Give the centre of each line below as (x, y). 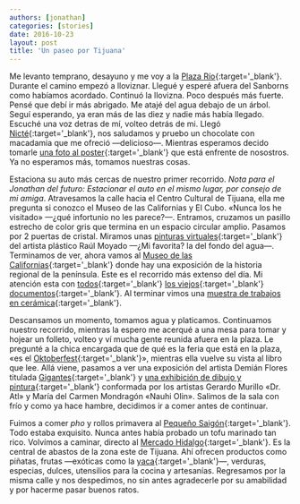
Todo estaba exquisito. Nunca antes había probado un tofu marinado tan (143, 433)
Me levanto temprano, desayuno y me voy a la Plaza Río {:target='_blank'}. (146, 76)
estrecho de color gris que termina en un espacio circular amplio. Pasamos (148, 227)
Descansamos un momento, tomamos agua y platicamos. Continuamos (141, 320)
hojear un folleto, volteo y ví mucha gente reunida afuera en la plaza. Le (141, 339)
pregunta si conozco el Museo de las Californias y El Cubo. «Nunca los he (146, 208)
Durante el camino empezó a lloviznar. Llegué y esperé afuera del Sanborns (149, 86)
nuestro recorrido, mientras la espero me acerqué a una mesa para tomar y (148, 330)
